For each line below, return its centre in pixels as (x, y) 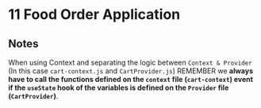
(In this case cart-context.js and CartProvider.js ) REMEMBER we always (131, 71)
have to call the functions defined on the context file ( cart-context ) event (131, 79)
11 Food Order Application (94, 15)
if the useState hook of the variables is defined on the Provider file (119, 88)
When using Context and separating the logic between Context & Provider (130, 62)
